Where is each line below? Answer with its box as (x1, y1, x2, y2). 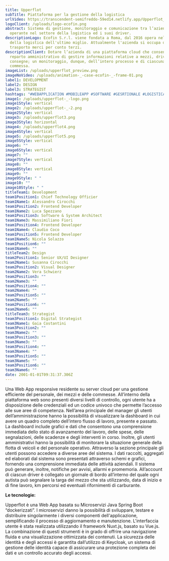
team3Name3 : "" (5, 340, 37, 345)
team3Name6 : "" (5, 368, 37, 373)
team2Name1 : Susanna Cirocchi (5, 260, 69, 265)
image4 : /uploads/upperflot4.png (5, 124, 75, 129)
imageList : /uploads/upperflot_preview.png (5, 68, 98, 73)
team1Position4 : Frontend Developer (5, 222, 82, 228)
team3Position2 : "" (5, 326, 46, 331)
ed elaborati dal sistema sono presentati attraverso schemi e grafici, (5, 455, 146, 461)
